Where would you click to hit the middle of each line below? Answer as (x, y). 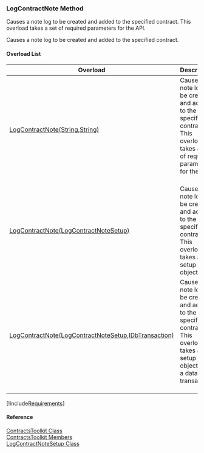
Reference (20, 417)
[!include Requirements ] (36, 403)
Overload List (24, 53)
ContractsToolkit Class (34, 431)
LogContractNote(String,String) (54, 129)
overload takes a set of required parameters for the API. (76, 28)
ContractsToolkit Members (39, 437)
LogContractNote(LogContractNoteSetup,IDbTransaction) (92, 335)
